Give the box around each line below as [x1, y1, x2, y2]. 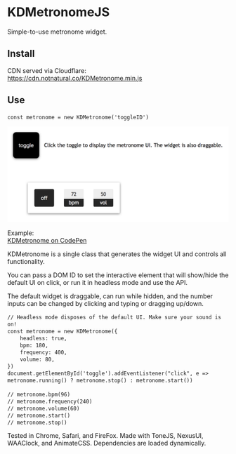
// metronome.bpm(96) [7, 391, 71, 399]
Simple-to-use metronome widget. [7, 27, 107, 36]
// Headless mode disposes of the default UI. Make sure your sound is [7, 314, 221, 321]
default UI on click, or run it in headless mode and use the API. [7, 279, 188, 287]
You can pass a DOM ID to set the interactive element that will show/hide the [7, 271, 229, 279]
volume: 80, [20, 356, 55, 363]
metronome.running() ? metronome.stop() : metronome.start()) [7, 377, 193, 385]
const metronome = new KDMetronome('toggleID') [7, 114, 150, 121]
